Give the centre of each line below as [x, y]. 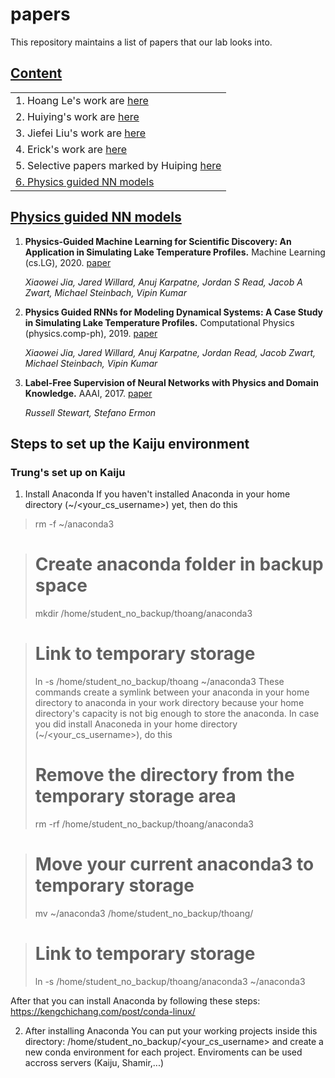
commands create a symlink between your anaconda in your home [172, 692]
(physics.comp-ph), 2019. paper [91, 333]
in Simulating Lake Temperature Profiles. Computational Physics [159, 322]
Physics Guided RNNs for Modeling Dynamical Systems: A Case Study [174, 312]
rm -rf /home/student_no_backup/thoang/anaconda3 [144, 824]
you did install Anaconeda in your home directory [136, 724]
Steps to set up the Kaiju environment [130, 443]
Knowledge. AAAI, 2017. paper [88, 393]
